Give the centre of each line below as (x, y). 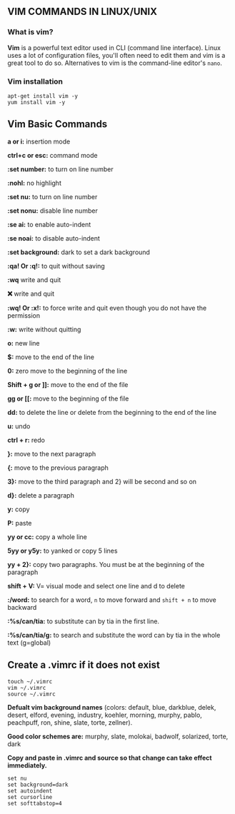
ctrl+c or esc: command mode (52, 155)
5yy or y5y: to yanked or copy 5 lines (62, 551)
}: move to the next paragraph (52, 453)
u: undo (19, 426)
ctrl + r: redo (26, 440)
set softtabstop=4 (35, 803)
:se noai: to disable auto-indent (54, 238)
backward (22, 607)
